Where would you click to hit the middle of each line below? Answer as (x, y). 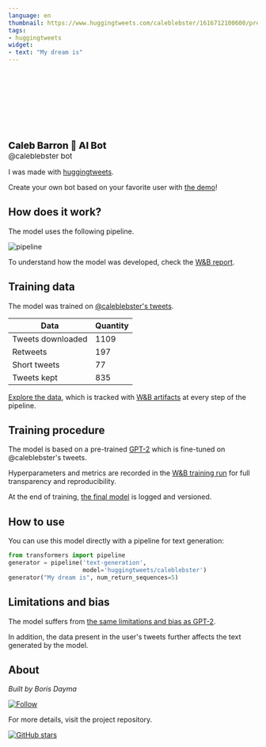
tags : (17, 30)
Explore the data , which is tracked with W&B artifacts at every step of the (127, 397)
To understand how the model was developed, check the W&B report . (122, 261)
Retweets (30, 352)
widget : (21, 45)
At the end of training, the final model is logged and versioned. (110, 497)
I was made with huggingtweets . (61, 172)
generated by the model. (48, 645)
